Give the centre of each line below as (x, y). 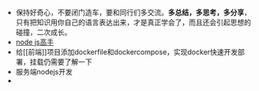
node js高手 (34, 42)
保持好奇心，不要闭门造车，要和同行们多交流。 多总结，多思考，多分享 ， (133, 12)
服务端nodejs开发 (44, 72)
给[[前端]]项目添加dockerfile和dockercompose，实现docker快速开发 (127, 52)
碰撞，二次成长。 (43, 32)
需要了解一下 (71, 62)
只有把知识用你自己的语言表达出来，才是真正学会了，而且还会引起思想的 (133, 22)
